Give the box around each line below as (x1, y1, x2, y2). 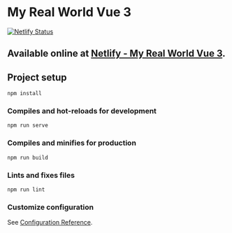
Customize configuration (7, 202, 94, 212)
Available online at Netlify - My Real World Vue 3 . (7, 48, 226, 59)
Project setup (7, 71, 68, 83)
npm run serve (7, 122, 49, 129)
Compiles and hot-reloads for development (7, 106, 157, 116)
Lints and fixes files (7, 170, 75, 180)
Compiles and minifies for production (7, 138, 136, 148)
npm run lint (7, 186, 45, 193)
